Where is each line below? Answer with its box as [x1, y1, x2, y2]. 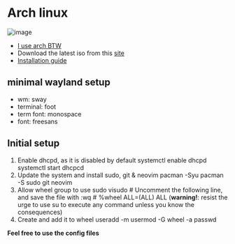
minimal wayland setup [7, 77, 111, 89]
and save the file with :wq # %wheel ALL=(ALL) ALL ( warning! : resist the [17, 193, 228, 201]
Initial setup [7, 137, 60, 149]
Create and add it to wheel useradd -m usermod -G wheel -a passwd [17, 215, 217, 224]
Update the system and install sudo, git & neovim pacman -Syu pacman [17, 171, 224, 179]
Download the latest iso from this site [17, 49, 124, 57]
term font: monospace [17, 109, 82, 118]
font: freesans [17, 117, 58, 125]
